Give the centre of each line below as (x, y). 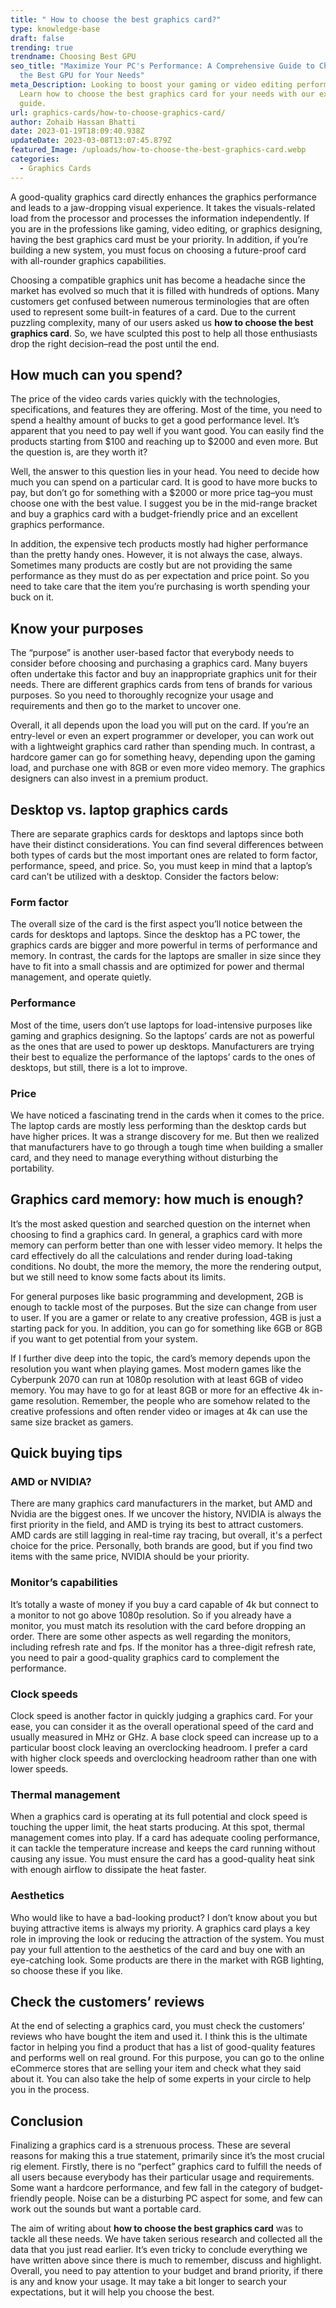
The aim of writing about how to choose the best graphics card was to (157, 2228)
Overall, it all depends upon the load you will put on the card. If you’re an (160, 725)
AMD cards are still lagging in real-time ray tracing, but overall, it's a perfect (166, 1535)
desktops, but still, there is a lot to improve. (99, 1067)
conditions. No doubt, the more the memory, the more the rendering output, (166, 1266)
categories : (35, 159)
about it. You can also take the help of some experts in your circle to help (161, 2079)
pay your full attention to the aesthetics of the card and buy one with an (158, 1949)
